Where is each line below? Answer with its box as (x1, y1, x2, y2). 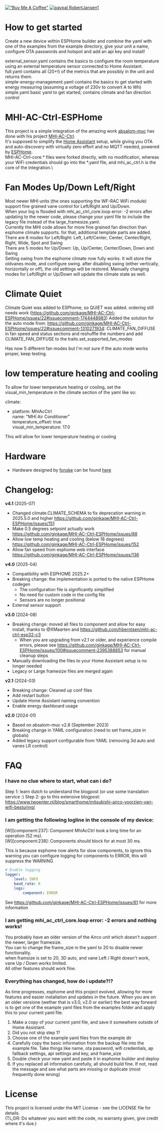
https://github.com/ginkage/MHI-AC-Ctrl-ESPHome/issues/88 (12, 531, 138, 537)
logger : (5, 872, 21, 877)
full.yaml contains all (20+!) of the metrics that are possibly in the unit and (5, 68, 154, 74)
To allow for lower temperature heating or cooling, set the (5, 384, 121, 390)
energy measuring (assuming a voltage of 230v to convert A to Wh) (5, 84, 141, 90)
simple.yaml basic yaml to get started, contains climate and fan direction (5, 89, 151, 95)
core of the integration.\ (5, 165, 53, 170)
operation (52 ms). (5, 833, 43, 839)
